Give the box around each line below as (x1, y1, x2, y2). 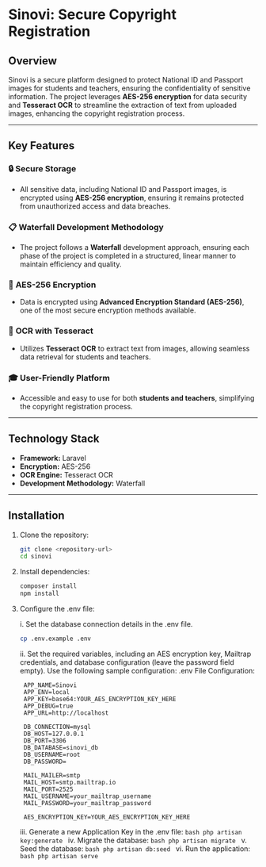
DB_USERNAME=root (23, 750, 81, 758)
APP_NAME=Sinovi (23, 681, 78, 689)
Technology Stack (8, 432, 100, 446)
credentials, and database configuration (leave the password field (19, 657, 235, 667)
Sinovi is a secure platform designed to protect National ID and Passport (8, 75, 244, 84)
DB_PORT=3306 (23, 736, 66, 745)
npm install (19, 589, 59, 598)
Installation (8, 509, 65, 523)
